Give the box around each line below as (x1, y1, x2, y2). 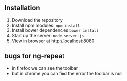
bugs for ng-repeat (4, 52, 65, 60)
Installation (4, 4, 40, 12)
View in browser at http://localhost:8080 (11, 38, 95, 44)
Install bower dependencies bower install (11, 27, 99, 33)
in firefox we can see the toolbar (11, 65, 78, 71)
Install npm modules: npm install (11, 22, 80, 28)
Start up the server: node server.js (11, 32, 84, 38)
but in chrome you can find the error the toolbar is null (11, 70, 123, 76)
